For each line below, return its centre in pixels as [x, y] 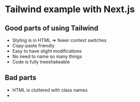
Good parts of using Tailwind [52, 28]
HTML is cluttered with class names [50, 90]
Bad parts [21, 78]
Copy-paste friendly [33, 46]
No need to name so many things [47, 56]
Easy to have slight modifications [47, 51]
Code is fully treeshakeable [41, 62]
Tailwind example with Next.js [70, 9]
